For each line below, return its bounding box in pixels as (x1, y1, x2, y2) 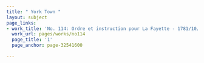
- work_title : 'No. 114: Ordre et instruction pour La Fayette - (6, 25, 175, 32)
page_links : (6, 20, 36, 26)
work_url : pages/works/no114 (12, 31, 86, 37)
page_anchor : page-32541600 (12, 43, 83, 49)
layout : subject (6, 14, 47, 20)
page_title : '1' (12, 37, 53, 43)
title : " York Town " (6, 8, 61, 15)
